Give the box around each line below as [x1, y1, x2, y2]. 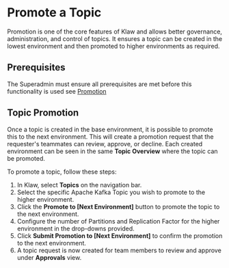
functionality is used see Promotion [7, 87, 107, 95]
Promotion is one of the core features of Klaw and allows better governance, [7, 27, 222, 36]
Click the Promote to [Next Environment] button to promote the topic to [16, 202, 220, 211]
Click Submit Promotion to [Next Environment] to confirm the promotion [16, 231, 223, 240]
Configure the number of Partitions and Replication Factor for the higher [16, 217, 220, 225]
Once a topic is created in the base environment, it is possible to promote [7, 125, 213, 133]
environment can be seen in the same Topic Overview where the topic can [7, 147, 218, 155]
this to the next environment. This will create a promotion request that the [7, 132, 214, 141]
